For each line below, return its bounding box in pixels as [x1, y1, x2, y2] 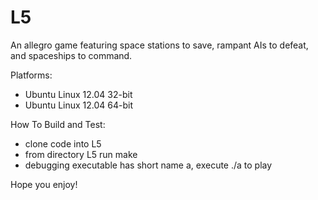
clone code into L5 [24, 137, 102, 150]
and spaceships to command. [10, 49, 133, 61]
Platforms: [10, 69, 53, 81]
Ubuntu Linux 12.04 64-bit [24, 99, 134, 111]
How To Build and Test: [10, 118, 106, 130]
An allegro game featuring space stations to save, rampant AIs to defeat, [10, 39, 309, 51]
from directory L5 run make [24, 148, 138, 160]
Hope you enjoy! [10, 178, 78, 190]
